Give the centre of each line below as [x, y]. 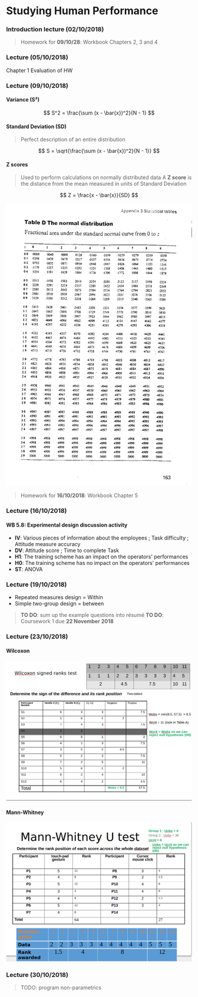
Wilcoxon [18, 650]
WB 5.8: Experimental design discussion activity [67, 525]
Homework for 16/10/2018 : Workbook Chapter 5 [79, 496]
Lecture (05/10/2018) [37, 57]
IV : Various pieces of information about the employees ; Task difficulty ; [102, 538]
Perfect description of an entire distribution [73, 139]
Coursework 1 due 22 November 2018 [67, 622]
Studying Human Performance [82, 11]
